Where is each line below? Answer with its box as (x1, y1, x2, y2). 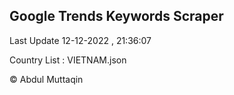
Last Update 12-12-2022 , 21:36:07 (9, 34, 152, 46)
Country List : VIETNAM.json (9, 54, 127, 66)
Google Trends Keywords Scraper (9, 8, 224, 25)
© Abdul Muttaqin (9, 73, 84, 85)
